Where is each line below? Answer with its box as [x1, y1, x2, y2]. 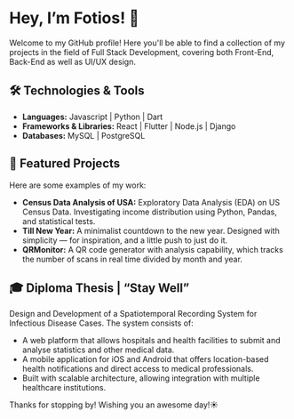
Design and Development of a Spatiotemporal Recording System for [9, 309, 258, 319]
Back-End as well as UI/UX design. [9, 56, 136, 67]
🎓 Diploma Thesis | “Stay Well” [9, 280, 189, 295]
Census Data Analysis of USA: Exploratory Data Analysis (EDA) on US [21, 197, 281, 207]
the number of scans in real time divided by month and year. [21, 254, 242, 264]
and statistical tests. [21, 215, 96, 226]
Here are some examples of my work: [9, 180, 147, 190]
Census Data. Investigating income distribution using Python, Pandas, [21, 206, 277, 217]
